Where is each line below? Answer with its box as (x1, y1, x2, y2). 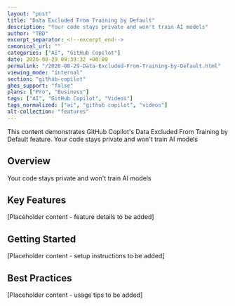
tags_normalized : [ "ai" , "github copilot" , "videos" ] (7, 102, 168, 109)
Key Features (7, 194, 67, 206)
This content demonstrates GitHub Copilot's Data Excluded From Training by (7, 127, 228, 135)
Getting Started (7, 233, 76, 245)
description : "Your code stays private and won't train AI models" (7, 23, 209, 30)
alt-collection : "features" (7, 108, 90, 115)
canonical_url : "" (7, 43, 61, 50)
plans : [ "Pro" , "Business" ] (7, 88, 90, 95)
